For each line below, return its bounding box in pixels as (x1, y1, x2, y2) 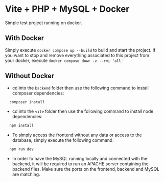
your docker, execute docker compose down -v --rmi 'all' (5, 58, 123, 63)
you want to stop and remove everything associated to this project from (5, 52, 149, 58)
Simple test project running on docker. (5, 20, 82, 26)
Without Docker (5, 72, 55, 80)
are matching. (12, 171, 40, 178)
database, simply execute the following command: (12, 137, 114, 143)
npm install (9, 123, 34, 128)
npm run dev (9, 147, 34, 152)
